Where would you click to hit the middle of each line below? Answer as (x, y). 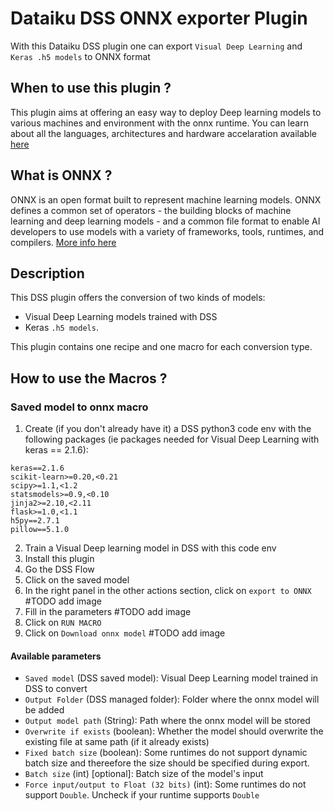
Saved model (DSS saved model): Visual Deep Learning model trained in (171, 678)
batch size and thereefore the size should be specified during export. (167, 763)
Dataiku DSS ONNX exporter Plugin (159, 18)
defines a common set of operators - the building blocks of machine (151, 210)
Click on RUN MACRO (63, 623)
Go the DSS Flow (59, 569)
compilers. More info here (63, 242)
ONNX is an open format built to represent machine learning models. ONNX (166, 199)
